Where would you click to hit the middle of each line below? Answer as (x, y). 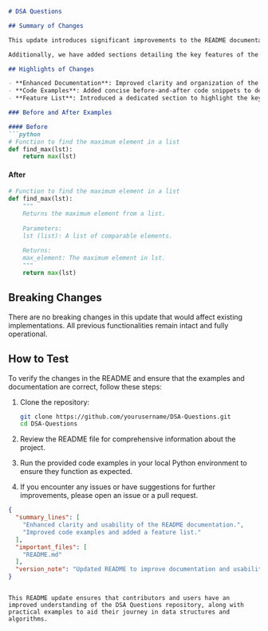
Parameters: (42, 228)
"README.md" (42, 555)
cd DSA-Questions (49, 424)
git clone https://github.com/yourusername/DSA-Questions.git (125, 417)
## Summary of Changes (46, 25)
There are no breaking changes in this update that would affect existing (126, 317)
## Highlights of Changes (51, 69)
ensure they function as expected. (76, 472)
